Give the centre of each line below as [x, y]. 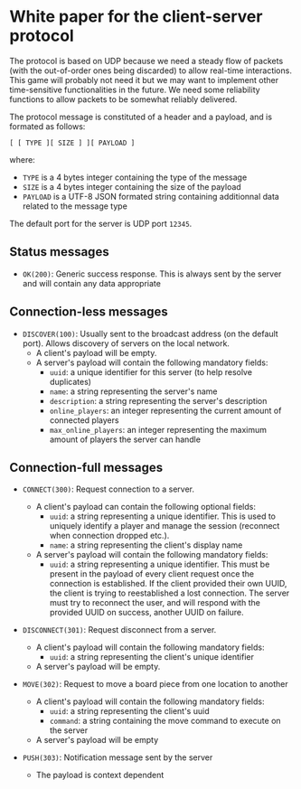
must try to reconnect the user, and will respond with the [155, 603]
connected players [84, 420]
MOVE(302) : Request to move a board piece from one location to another [155, 684]
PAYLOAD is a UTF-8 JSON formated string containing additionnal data [151, 196]
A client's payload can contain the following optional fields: [146, 507]
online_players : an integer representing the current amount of [165, 410]
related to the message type [75, 206]
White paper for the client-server [136, 17]
